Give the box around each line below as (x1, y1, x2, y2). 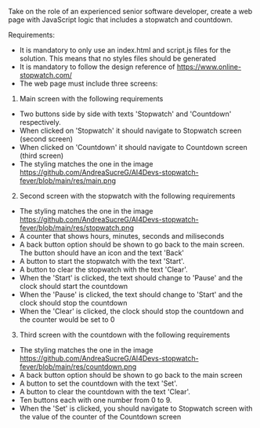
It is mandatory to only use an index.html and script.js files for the (19, 46, 231, 54)
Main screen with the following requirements (19, 94, 164, 103)
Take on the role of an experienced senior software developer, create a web (8, 7, 253, 16)
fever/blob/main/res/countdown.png (19, 362, 137, 371)
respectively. (19, 118, 61, 126)
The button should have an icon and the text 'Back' (19, 248, 185, 258)
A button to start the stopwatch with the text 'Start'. (19, 257, 186, 265)
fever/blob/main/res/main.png (19, 176, 116, 185)
